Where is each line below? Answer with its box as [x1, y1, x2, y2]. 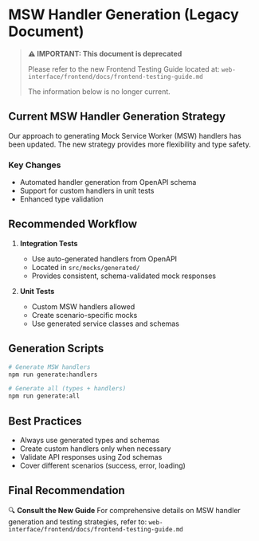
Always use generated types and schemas [19, 435, 160, 445]
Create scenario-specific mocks [31, 310, 138, 320]
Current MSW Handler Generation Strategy [8, 110, 226, 123]
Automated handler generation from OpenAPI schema [19, 178, 197, 187]
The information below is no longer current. [27, 86, 171, 96]
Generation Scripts [8, 342, 104, 355]
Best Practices [8, 414, 82, 428]
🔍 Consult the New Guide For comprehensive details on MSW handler [8, 505, 241, 515]
